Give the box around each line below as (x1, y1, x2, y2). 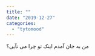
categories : (6, 20, 36, 26)
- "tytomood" (11, 26, 45, 32)
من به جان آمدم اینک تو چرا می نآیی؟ (6, 43, 89, 50)
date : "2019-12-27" (6, 15, 56, 21)
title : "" (6, 9, 31, 15)
